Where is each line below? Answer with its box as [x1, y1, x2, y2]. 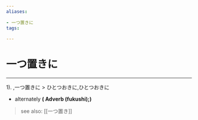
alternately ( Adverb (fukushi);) [14, 95, 92, 103]
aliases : [6, 8, 28, 15]
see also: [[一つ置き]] [20, 108, 72, 115]
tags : [6, 25, 19, 31]
